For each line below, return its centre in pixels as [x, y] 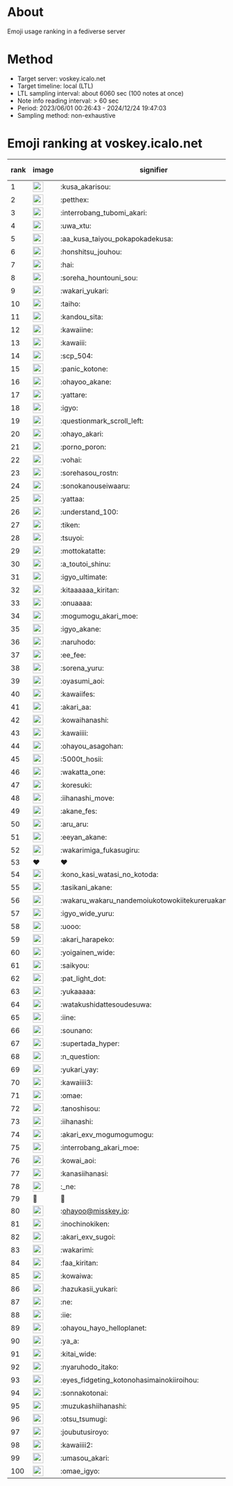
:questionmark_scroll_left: [102, 420]
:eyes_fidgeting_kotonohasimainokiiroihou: [129, 1380]
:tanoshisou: [80, 1109]
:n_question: [80, 1057]
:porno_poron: [83, 447]
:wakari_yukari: [84, 291]
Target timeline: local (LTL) [55, 86]
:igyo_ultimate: [84, 577]
